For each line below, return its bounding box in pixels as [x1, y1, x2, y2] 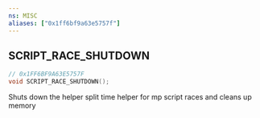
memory [8, 101, 36, 111]
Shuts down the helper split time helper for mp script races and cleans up [8, 92, 252, 102]
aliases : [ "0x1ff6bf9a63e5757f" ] [8, 19, 121, 27]
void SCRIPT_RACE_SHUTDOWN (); [8, 78, 110, 86]
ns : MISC [8, 11, 38, 20]
